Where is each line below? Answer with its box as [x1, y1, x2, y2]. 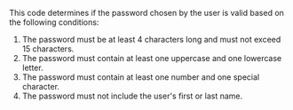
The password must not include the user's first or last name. [21, 90, 243, 101]
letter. [21, 62, 44, 73]
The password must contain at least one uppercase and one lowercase [21, 53, 282, 63]
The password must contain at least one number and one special [21, 72, 260, 82]
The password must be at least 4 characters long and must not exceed [21, 35, 281, 44]
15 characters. [21, 43, 75, 54]
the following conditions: [9, 17, 99, 27]
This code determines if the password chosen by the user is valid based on [9, 8, 284, 18]
